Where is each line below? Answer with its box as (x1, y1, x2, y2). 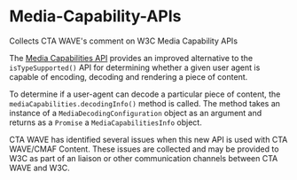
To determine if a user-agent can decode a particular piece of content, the (9, 89, 281, 99)
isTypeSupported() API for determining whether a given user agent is (9, 62, 261, 73)
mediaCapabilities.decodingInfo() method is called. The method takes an (9, 98, 281, 108)
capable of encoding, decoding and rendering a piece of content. (9, 71, 248, 82)
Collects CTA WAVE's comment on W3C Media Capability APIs (9, 35, 238, 46)
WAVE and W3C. (9, 162, 71, 173)
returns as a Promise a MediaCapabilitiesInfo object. (9, 117, 202, 128)
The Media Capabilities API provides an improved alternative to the (9, 52, 254, 63)
